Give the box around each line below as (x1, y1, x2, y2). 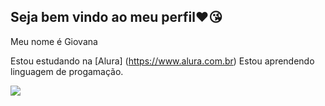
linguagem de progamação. (10, 65, 124, 77)
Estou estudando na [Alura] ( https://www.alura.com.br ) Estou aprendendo (10, 55, 315, 67)
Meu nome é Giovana (10, 35, 98, 47)
